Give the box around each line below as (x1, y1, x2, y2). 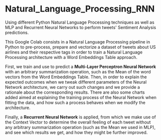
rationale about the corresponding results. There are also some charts (5, 89, 145, 95)
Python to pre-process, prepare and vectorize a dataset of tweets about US (5, 44, 156, 50)
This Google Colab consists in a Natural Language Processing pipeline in (5, 39, 150, 44)
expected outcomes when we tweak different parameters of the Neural (5, 79, 147, 85)
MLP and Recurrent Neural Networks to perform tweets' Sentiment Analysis (5, 24, 156, 30)
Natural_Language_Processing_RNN (5, 3, 155, 14)
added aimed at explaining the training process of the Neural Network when (5, 94, 157, 100)
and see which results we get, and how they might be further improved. (5, 129, 148, 135)
